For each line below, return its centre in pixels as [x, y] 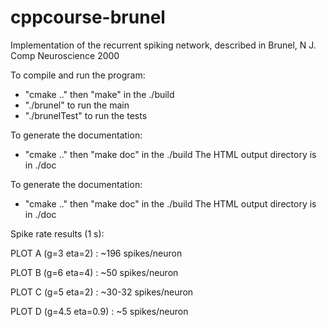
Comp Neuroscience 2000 [65, 55]
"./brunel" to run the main [77, 105]
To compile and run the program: [78, 75]
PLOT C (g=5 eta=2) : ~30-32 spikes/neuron [102, 292]
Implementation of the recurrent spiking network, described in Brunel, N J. [163, 45]
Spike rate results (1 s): [57, 233]
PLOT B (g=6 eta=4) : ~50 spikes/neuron [94, 272]
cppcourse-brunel [88, 17]
